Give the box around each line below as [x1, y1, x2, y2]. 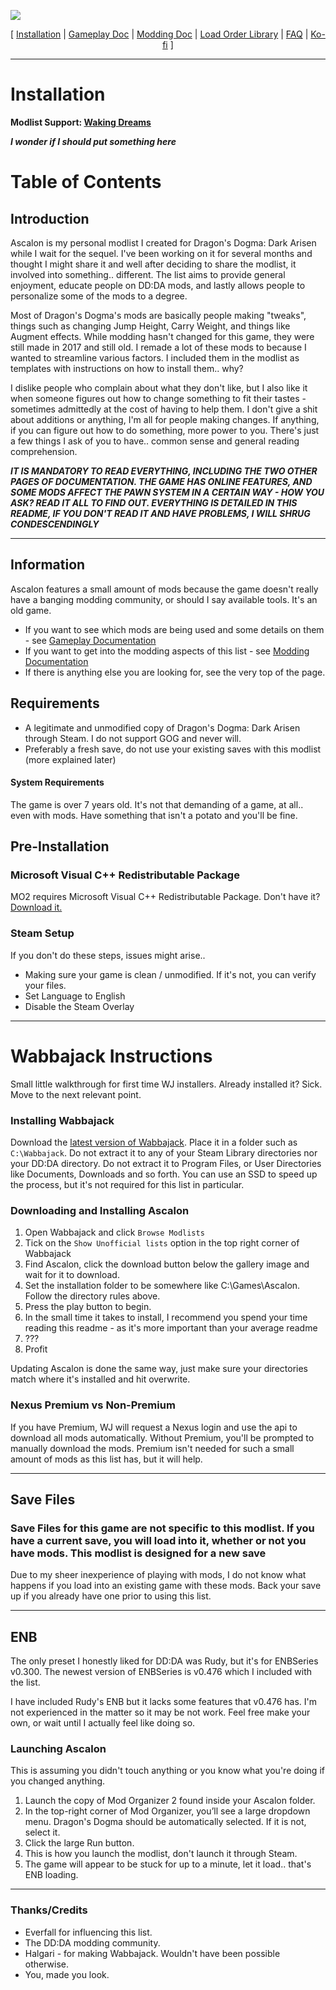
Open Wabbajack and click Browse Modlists [24, 1226, 205, 1239]
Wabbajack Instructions [10, 1045, 213, 1067]
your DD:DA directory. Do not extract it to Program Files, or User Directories [10, 1157, 322, 1169]
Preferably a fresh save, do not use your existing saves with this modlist [24, 743, 322, 755]
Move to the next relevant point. [10, 1088, 142, 1100]
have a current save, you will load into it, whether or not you [10, 1533, 307, 1547]
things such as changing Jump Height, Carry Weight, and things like [10, 320, 291, 332]
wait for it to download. [24, 1269, 120, 1281]
